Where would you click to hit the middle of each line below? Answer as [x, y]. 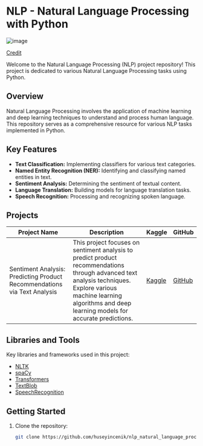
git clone [27, 437]
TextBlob [26, 386]
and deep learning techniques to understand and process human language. [100, 117]
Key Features [32, 150]
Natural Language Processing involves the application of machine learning [99, 111]
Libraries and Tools [43, 340]
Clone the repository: [41, 426]
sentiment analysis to [103, 250]
